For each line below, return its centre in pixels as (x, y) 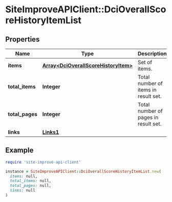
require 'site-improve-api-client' (43, 162)
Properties (23, 39)
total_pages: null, (31, 186)
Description (152, 54)
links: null (23, 191)
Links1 (51, 132)
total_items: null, (31, 181)
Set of (145, 62)
